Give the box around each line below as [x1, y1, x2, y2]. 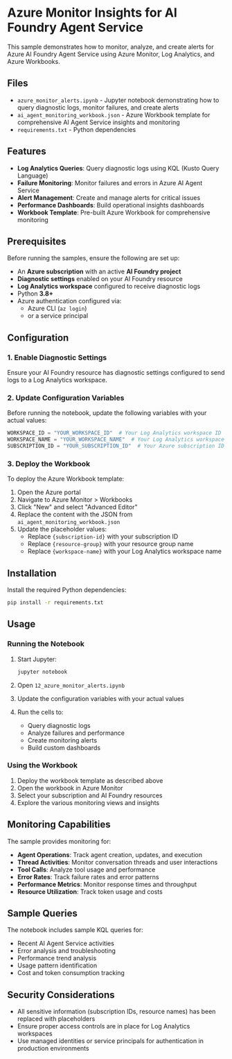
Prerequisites [7, 235, 66, 247]
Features [7, 146, 46, 158]
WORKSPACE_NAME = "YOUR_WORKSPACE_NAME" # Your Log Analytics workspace [7, 436, 225, 443]
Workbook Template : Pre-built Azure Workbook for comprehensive [17, 208, 211, 217]
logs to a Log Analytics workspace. [7, 376, 107, 384]
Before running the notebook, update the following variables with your [7, 409, 207, 417]
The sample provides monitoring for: [7, 837, 111, 845]
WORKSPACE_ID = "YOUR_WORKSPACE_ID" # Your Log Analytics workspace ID [7, 430, 222, 437]
